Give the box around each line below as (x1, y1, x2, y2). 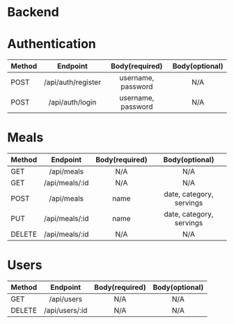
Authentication (7, 36, 96, 52)
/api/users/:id (44, 306, 88, 315)
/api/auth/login (48, 98, 97, 107)
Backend (7, 4, 59, 20)
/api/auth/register (44, 77, 101, 87)
